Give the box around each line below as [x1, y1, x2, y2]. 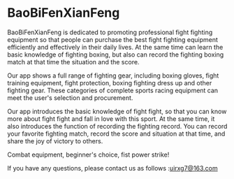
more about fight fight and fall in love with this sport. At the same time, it [7, 114, 215, 123]
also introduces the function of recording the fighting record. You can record [7, 122, 228, 130]
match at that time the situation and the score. [7, 57, 140, 66]
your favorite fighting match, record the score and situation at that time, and [7, 129, 226, 138]
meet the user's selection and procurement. [7, 93, 133, 102]
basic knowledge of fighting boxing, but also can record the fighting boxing [7, 50, 224, 59]
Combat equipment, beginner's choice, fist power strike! [7, 150, 170, 159]
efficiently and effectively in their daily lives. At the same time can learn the [7, 43, 224, 51]
